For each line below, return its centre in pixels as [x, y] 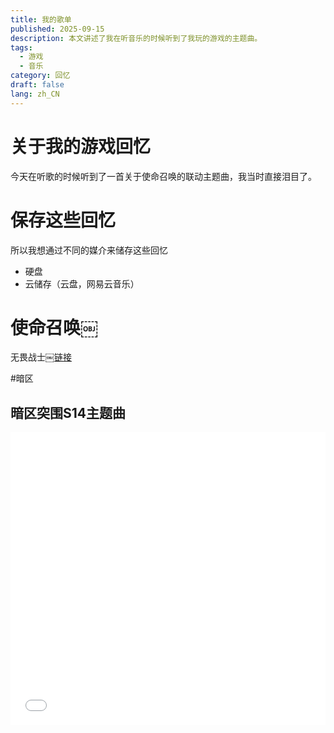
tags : [21, 47]
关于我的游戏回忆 [81, 146]
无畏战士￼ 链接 [41, 357]
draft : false [37, 85]
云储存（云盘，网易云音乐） [82, 283]
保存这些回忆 [63, 220]
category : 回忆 [40, 76]
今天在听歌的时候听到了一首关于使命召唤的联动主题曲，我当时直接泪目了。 [163, 176]
